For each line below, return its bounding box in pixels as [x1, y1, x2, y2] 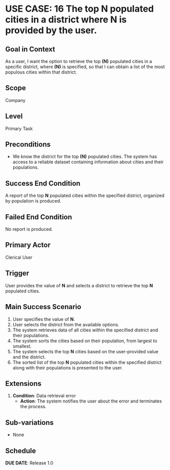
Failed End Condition [5, 213, 73, 221]
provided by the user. [5, 25, 97, 36]
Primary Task [5, 125, 33, 131]
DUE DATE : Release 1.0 [5, 460, 53, 466]
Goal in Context [5, 45, 55, 53]
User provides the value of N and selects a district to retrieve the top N [5, 282, 153, 288]
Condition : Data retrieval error [12, 393, 76, 399]
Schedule [5, 446, 37, 455]
